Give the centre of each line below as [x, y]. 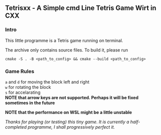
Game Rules [20, 71]
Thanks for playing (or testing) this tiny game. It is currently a [67, 122]
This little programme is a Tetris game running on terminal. [64, 40]
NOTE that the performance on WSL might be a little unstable [69, 112]
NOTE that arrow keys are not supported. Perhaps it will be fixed [72, 97]
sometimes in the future [30, 103]
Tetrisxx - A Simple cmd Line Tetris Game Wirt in [81, 8]
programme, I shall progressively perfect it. [71, 127]
